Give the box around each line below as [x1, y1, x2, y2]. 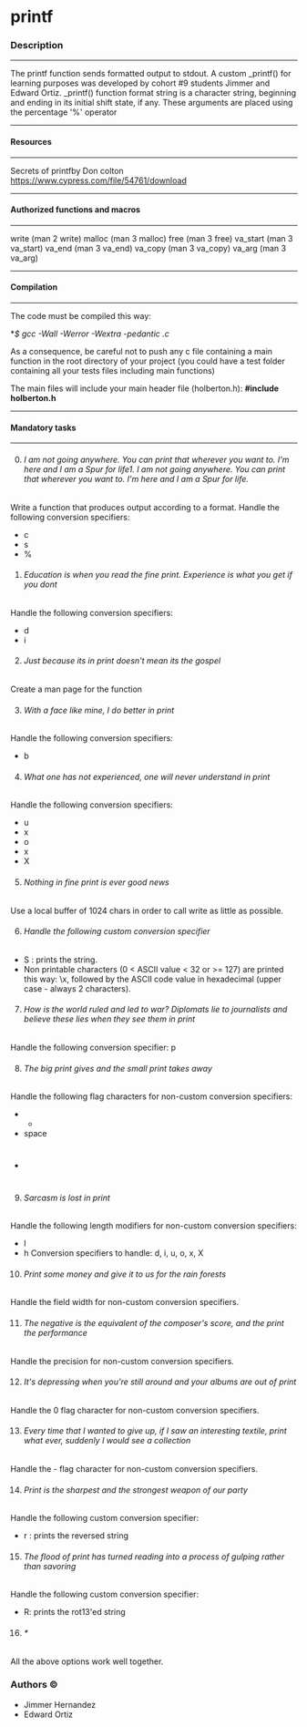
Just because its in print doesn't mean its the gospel [23, 655, 221, 666]
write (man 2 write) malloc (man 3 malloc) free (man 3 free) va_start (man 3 [10, 232, 293, 243]
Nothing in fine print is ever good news [23, 877, 169, 888]
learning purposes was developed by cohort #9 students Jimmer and [10, 77, 271, 88]
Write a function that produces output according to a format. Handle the [10, 501, 281, 512]
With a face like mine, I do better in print [23, 704, 175, 715]
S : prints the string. [23, 954, 98, 965]
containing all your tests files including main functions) [10, 365, 215, 376]
